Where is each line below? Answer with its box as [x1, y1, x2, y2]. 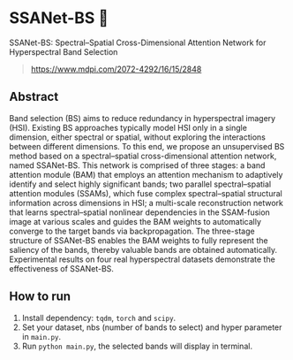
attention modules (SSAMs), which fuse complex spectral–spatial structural [9, 188, 282, 198]
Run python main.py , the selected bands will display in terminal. [21, 341, 253, 351]
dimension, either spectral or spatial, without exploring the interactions [9, 132, 267, 142]
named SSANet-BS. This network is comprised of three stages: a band [9, 159, 266, 171]
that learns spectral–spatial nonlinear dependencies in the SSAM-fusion [9, 207, 271, 218]
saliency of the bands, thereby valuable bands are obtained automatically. [9, 244, 278, 255]
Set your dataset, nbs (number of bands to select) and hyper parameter [21, 322, 282, 333]
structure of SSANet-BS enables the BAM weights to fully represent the [9, 234, 268, 246]
